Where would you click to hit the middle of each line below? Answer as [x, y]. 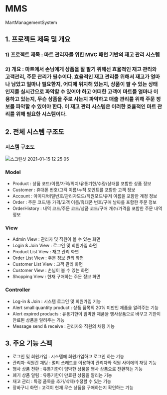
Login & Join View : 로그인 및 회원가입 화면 [55, 246]
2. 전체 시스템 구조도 [35, 132]
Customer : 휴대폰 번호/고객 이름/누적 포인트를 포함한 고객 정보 [74, 190]
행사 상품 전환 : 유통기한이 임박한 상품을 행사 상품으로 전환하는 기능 [78, 369]
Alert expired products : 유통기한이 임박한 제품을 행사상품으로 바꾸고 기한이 [86, 313]
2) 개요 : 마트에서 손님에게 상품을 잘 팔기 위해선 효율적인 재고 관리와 [81, 69]
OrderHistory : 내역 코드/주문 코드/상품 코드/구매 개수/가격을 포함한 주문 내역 [87, 208]
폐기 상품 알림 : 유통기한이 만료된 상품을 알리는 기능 [62, 375]
